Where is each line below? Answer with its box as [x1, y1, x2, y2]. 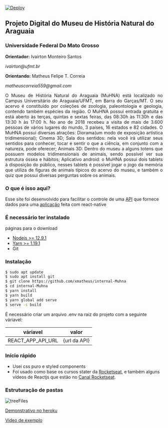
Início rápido [5, 352, 36, 359]
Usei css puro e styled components [12, 363, 86, 369]
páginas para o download [5, 226, 57, 232]
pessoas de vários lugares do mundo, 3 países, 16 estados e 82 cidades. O [5, 124, 163, 130]
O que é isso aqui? [5, 184, 51, 191]
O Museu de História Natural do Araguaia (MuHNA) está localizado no [5, 92, 163, 98]
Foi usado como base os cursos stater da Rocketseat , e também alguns [12, 368, 160, 374]
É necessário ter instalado [5, 213, 70, 221]
